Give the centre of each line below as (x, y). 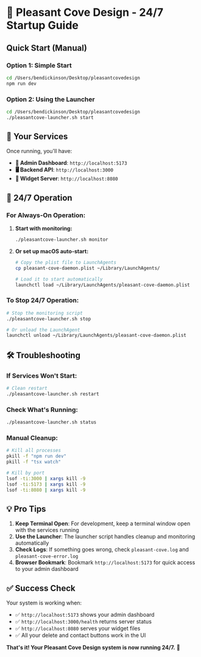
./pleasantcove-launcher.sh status (51, 422)
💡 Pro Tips (26, 509)
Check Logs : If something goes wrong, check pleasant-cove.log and (102, 550)
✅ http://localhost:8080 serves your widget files (78, 628)
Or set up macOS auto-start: (52, 251)
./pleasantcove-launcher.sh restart (53, 394)
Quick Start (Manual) (47, 48)
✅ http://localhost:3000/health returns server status (83, 621)
